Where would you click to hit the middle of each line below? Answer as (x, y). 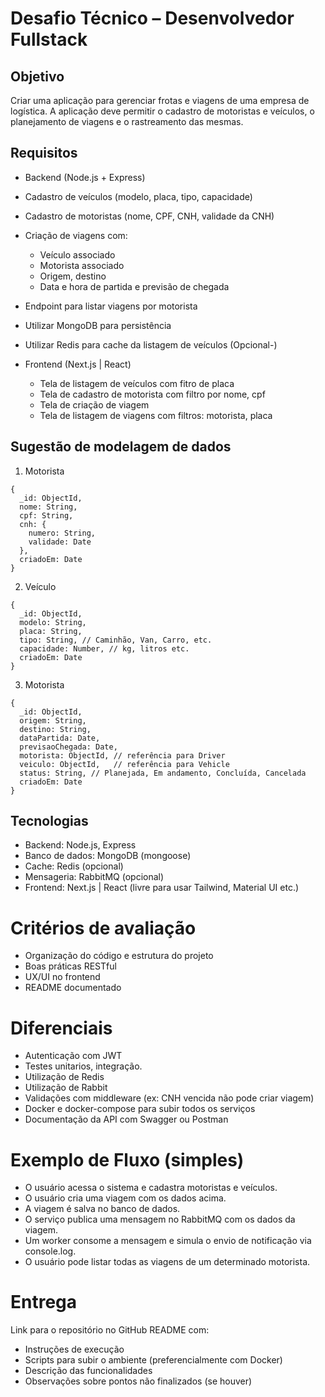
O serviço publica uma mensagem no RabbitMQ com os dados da (160, 1219)
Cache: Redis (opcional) (74, 866)
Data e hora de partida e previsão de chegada (134, 286)
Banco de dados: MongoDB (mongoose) (108, 856)
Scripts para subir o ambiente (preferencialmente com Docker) (153, 1360)
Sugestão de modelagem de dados (121, 447)
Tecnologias (49, 821)
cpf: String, (46, 515)
